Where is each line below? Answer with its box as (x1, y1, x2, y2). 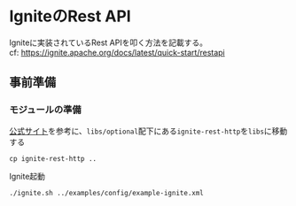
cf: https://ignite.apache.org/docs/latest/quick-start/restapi (9, 47, 225, 57)
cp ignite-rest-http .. (9, 154, 97, 163)
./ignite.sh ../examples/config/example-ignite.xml (9, 188, 204, 197)
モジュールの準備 (9, 103, 82, 116)
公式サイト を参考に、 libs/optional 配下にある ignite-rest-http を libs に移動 (9, 126, 288, 136)
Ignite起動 (9, 171, 46, 181)
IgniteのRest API (9, 6, 131, 27)
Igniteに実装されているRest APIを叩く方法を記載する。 (9, 37, 208, 48)
